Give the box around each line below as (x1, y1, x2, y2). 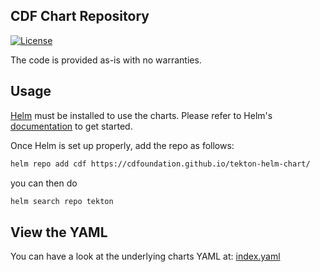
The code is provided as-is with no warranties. (10, 54, 202, 66)
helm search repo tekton (10, 196, 114, 206)
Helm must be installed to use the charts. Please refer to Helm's (10, 109, 273, 121)
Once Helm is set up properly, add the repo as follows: (10, 139, 235, 151)
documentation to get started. (10, 120, 133, 132)
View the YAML (10, 224, 108, 241)
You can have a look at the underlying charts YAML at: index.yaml (10, 250, 281, 263)
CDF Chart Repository (10, 8, 150, 25)
